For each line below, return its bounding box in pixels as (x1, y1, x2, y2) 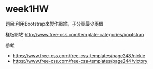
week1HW (5, 3, 49, 15)
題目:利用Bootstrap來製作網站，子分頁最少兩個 (5, 20, 104, 27)
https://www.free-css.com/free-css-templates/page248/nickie (12, 52, 146, 59)
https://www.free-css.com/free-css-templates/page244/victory (12, 58, 148, 64)
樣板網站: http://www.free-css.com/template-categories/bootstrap (5, 31, 144, 37)
